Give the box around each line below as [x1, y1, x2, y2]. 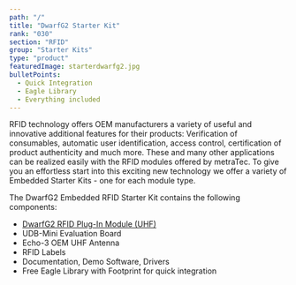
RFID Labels [21, 247, 66, 258]
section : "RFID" [9, 37, 69, 47]
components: [9, 202, 57, 213]
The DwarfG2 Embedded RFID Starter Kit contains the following [9, 192, 240, 203]
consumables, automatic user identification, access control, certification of [9, 138, 282, 148]
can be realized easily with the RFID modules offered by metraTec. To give [9, 156, 280, 168]
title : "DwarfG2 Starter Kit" [9, 21, 121, 30]
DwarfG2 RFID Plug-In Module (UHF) [21, 219, 157, 229]
